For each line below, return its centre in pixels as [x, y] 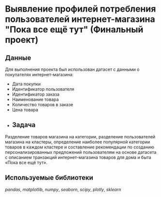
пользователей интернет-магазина [80, 19]
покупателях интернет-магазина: [39, 74]
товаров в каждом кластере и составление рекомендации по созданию [80, 147]
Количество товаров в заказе [43, 105]
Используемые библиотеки [49, 178]
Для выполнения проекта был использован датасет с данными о [72, 69]
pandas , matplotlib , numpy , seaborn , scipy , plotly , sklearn [63, 189]
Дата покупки [26, 84]
